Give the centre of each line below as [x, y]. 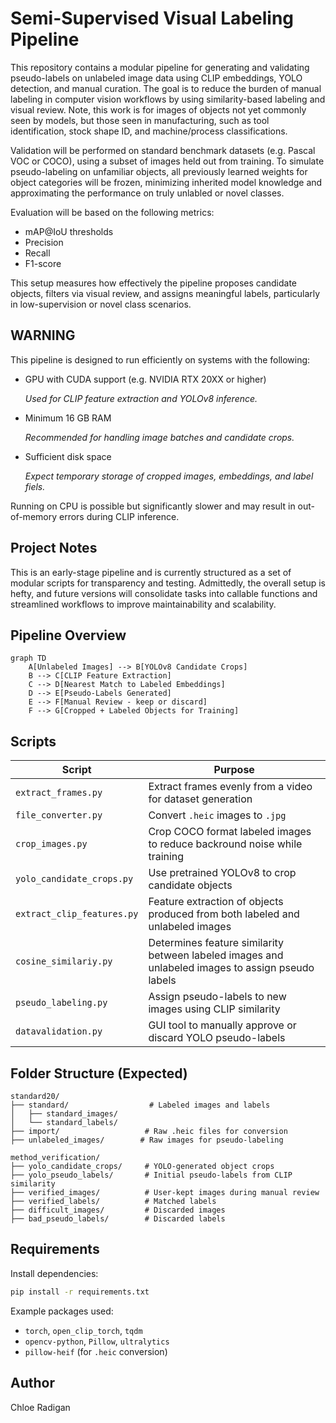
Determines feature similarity [216, 943]
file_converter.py [59, 815]
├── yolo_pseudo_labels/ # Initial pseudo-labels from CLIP [151, 1175]
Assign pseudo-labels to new [217, 997]
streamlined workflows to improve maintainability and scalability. [143, 604]
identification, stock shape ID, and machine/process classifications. [149, 131]
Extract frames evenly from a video [230, 787]
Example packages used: [62, 1311]
